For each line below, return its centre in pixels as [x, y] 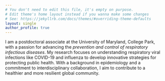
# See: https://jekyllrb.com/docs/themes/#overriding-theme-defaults [78, 19]
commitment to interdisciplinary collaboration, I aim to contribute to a [75, 68]
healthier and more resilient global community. [52, 73]
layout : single [21, 23]
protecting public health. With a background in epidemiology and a [73, 63]
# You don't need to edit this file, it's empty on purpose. [69, 10]
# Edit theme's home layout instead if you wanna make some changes [77, 14]
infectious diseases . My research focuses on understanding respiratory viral [83, 53]
